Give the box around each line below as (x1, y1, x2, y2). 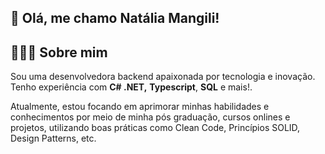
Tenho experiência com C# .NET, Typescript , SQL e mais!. (10, 81, 253, 93)
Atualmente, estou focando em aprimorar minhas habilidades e (10, 101, 270, 113)
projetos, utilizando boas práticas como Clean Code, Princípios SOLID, (10, 122, 301, 134)
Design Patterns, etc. (10, 132, 97, 145)
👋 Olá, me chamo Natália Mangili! (10, 10, 220, 27)
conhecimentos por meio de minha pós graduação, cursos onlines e (10, 111, 291, 123)
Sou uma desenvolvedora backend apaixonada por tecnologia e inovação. (10, 71, 316, 83)
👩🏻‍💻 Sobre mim (10, 44, 108, 61)
